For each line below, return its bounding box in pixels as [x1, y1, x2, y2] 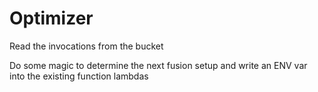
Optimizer [9, 7, 94, 30]
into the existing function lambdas [9, 70, 149, 82]
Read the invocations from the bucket [9, 40, 164, 52]
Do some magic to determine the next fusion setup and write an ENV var [9, 59, 308, 71]
